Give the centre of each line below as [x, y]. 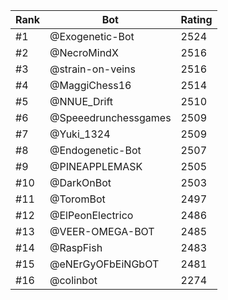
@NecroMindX [84, 52]
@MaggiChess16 [90, 85]
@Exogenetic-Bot [92, 36]
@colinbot [73, 280]
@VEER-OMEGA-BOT [102, 231]
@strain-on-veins [93, 69]
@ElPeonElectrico [91, 215]
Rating [196, 19]
